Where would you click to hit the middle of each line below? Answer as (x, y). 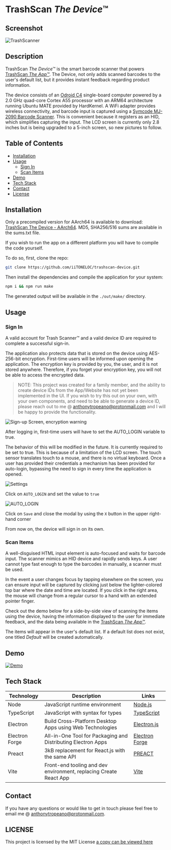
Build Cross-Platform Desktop (80, 721)
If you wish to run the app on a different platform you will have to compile (82, 243)
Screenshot (24, 28)
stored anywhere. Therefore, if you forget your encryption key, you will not (83, 369)
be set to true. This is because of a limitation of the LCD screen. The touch (83, 452)
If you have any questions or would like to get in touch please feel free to (81, 808)
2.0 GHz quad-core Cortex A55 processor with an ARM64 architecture (79, 100)
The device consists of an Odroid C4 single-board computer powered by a (83, 95)
